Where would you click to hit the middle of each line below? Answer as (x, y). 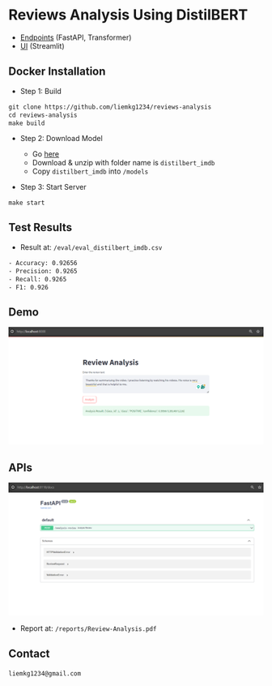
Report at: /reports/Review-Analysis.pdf (88, 628)
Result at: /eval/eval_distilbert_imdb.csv (91, 247)
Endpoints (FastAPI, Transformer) (76, 37)
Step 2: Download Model (61, 138)
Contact (29, 654)
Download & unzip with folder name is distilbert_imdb (123, 162)
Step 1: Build (41, 91)
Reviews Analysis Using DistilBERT (128, 15)
